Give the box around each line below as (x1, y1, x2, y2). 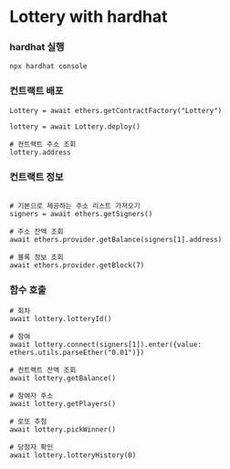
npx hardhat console (9, 62, 89, 71)
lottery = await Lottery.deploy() (9, 121, 141, 131)
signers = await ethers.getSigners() (9, 210, 153, 219)
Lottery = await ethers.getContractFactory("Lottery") (9, 106, 223, 115)
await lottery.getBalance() (9, 374, 117, 383)
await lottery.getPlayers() (9, 400, 117, 409)
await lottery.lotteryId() (9, 315, 112, 324)
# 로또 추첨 (9, 417, 47, 426)
